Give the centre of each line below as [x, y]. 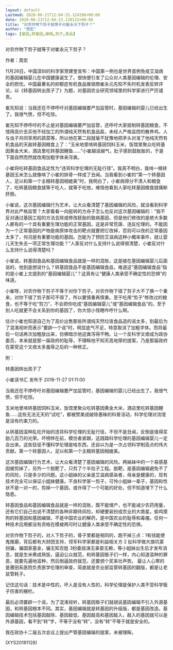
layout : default [23, 10]
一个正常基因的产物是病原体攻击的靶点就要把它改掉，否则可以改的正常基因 [89, 230]
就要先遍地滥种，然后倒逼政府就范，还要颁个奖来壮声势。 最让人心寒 [87, 561]
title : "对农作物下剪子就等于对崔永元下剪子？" [50, 24]
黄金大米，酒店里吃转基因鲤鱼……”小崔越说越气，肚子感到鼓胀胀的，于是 [86, 151]
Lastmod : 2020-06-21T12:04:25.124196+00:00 [53, 15]
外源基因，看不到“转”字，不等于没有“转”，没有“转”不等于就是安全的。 [79, 621]
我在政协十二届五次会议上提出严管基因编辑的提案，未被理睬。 [71, 632]
